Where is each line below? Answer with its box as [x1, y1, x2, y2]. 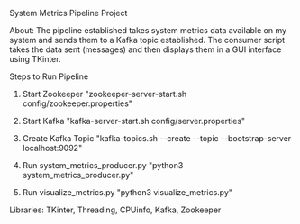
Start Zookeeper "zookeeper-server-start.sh [22, 89, 187, 99]
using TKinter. [9, 54, 61, 64]
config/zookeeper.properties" [22, 98, 133, 109]
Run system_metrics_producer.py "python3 [22, 160, 184, 170]
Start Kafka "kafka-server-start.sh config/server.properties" [22, 116, 246, 126]
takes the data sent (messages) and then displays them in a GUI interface [9, 44, 282, 55]
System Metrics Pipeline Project [9, 8, 128, 18]
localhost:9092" [22, 143, 83, 153]
